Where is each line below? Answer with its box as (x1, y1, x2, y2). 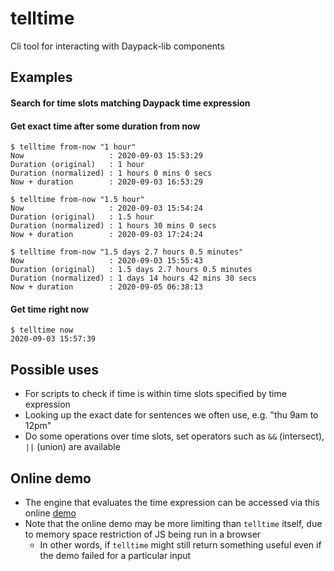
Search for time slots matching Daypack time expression (10, 97, 251, 109)
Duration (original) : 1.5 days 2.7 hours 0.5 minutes (10, 265, 253, 275)
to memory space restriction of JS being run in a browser (24, 528, 262, 540)
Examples (10, 69, 73, 86)
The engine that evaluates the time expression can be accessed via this (24, 496, 320, 508)
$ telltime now (10, 325, 74, 336)
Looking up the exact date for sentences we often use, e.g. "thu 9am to (24, 409, 319, 421)
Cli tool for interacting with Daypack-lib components (10, 40, 225, 52)
